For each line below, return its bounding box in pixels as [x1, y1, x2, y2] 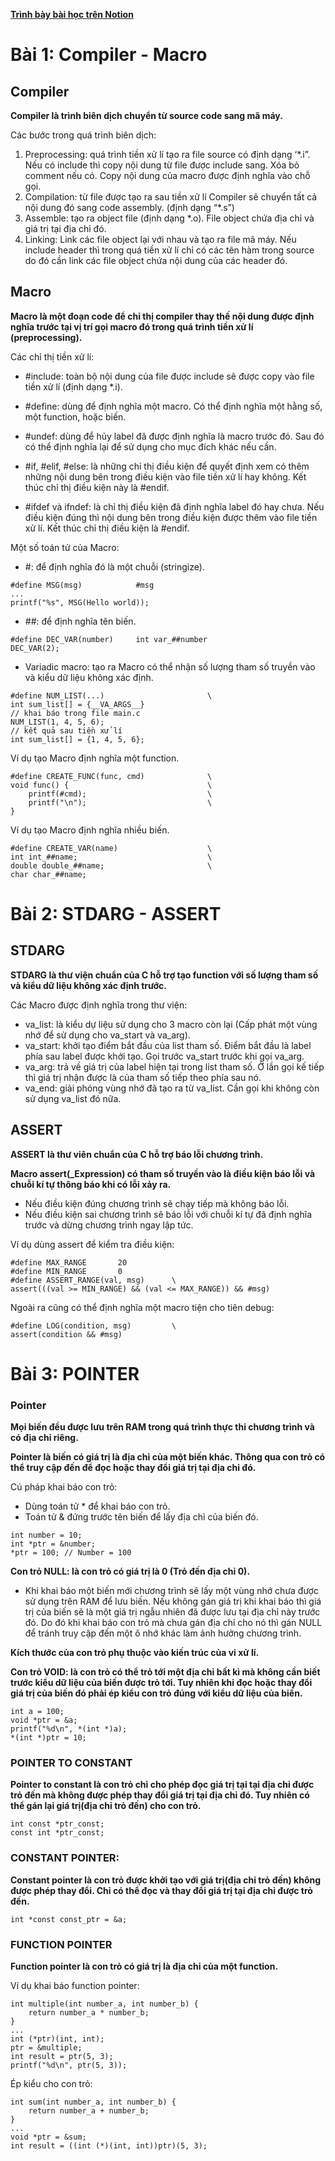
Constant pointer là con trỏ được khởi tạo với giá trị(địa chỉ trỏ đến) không [10, 1874, 322, 1886]
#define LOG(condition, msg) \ [10, 1320, 177, 1331]
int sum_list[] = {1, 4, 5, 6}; [10, 734, 145, 744]
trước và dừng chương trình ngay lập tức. [24, 1219, 194, 1231]
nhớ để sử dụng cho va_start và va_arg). [24, 1029, 191, 1041]
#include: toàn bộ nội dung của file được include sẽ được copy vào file [24, 370, 315, 382]
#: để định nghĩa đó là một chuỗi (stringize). [24, 560, 205, 573]
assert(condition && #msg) [10, 1329, 123, 1339]
